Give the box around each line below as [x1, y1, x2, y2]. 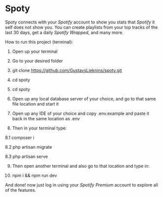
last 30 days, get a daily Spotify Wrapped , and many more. [5, 29, 124, 35]
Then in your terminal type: [12, 125, 67, 131]
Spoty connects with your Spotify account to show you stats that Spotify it [5, 19, 155, 25]
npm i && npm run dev [12, 172, 57, 178]
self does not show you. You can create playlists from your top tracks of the [5, 24, 158, 30]
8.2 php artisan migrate [5, 144, 52, 150]
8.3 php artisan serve [5, 153, 48, 159]
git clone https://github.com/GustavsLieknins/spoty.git [12, 67, 122, 73]
